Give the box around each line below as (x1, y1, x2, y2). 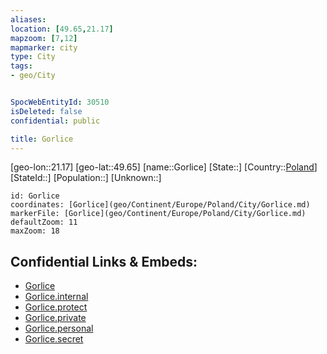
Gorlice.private (24, 312, 87, 324)
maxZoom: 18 (10, 226, 60, 236)
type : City (10, 52, 56, 62)
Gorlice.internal (24, 291, 89, 303)
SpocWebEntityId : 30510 (10, 97, 110, 107)
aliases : (10, 14, 47, 25)
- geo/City (10, 71, 56, 81)
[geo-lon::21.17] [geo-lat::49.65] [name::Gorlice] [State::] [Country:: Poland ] (10, 161, 318, 173)
